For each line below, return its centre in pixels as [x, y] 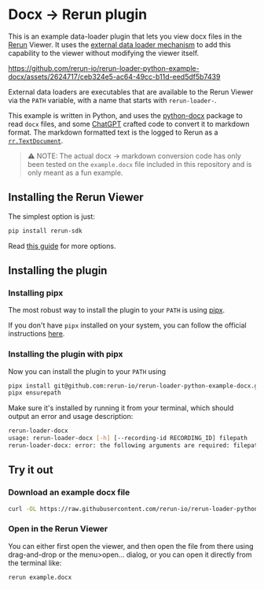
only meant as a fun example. [75, 172]
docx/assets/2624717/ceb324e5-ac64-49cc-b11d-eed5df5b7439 [114, 76]
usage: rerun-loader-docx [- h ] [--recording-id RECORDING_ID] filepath [128, 439]
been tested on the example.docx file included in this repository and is [139, 164]
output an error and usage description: [71, 417]
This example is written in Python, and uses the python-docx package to [126, 115]
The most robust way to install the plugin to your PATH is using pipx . [117, 310]
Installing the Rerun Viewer [76, 197]
